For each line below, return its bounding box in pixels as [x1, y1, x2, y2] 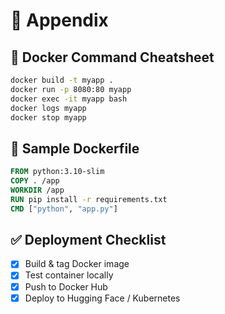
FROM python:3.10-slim [10, 167, 105, 177]
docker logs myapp [10, 103, 87, 113]
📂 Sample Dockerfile [10, 140, 140, 157]
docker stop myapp [10, 112, 87, 123]
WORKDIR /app [10, 185, 65, 195]
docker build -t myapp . [10, 75, 114, 85]
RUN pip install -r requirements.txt [10, 194, 168, 204]
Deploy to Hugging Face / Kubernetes [24, 292, 181, 304]
